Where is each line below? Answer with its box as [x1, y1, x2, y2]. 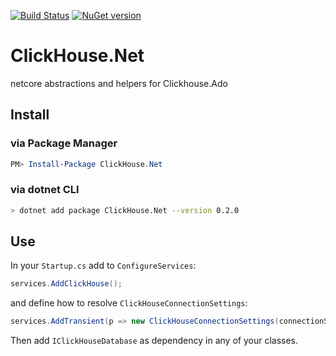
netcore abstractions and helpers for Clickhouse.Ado [10, 77, 228, 89]
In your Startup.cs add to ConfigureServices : [10, 260, 197, 272]
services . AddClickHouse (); [10, 279, 123, 289]
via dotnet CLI [10, 183, 80, 197]
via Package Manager [10, 136, 118, 150]
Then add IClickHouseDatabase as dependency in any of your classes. [10, 335, 299, 347]
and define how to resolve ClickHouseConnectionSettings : [10, 297, 248, 309]
